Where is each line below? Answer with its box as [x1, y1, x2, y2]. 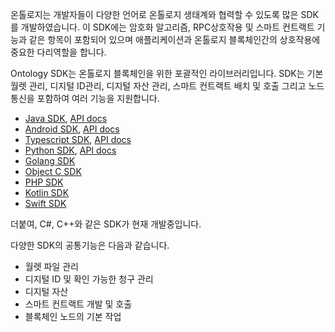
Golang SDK [24, 155, 76, 167]
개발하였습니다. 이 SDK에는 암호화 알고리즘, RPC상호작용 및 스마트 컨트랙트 [20, 21, 315, 33]
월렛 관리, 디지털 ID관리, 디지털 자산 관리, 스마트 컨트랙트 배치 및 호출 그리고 [10, 80, 307, 92]
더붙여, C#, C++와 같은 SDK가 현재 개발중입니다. [10, 218, 202, 230]
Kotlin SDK [24, 187, 70, 198]
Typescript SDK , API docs [24, 134, 132, 145]
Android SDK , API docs [24, 123, 120, 135]
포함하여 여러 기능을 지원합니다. [36, 93, 160, 104]
